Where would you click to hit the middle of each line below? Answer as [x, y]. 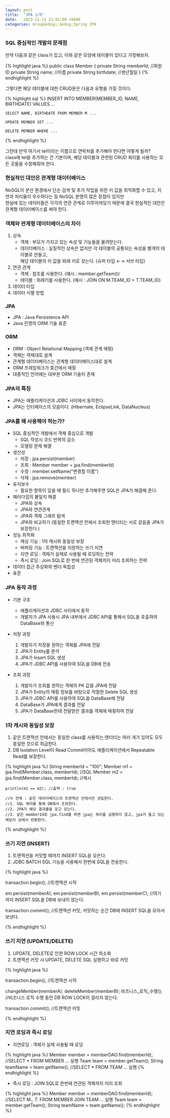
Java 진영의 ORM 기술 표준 [40, 323]
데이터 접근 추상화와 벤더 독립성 [44, 567]
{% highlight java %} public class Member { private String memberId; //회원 [84, 66]
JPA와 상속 [31, 503]
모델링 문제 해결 [36, 446]
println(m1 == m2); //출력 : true [41, 789]
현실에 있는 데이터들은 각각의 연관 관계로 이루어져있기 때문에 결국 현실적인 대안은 [85, 203]
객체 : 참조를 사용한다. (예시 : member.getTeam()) [70, 274]
